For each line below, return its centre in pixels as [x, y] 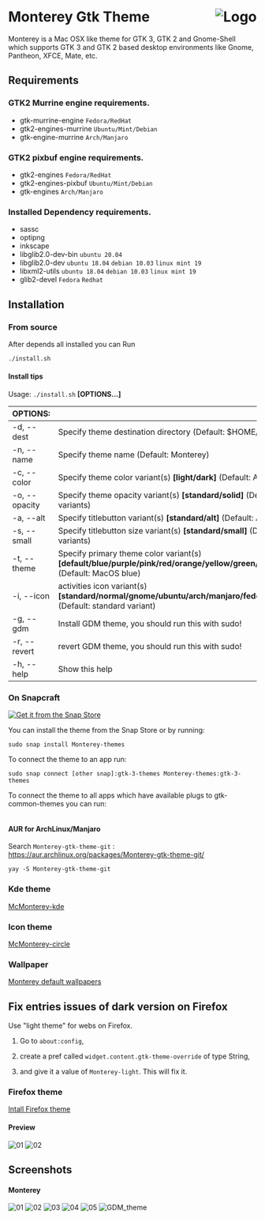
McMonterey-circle [39, 944]
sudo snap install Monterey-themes [67, 745]
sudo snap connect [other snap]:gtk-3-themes [84, 774]
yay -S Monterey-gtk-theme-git [60, 870]
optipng [32, 238]
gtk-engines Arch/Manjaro [62, 191]
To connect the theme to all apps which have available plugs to [110, 795]
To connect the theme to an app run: [67, 760]
